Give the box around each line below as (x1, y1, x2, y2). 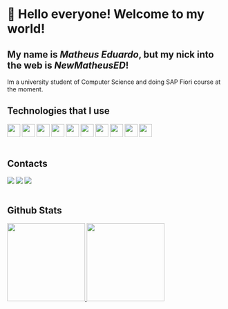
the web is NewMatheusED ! (7, 59, 129, 71)
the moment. (7, 85, 44, 93)
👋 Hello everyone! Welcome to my (7, 6, 205, 22)
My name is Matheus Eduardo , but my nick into (7, 48, 214, 60)
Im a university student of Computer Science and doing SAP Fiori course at (7, 78, 221, 86)
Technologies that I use (7, 105, 110, 117)
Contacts (7, 158, 48, 170)
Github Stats (7, 204, 62, 217)
